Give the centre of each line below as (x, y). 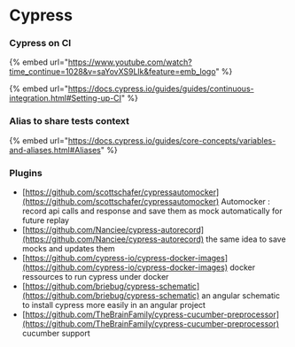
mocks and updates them (68, 249)
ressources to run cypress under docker (95, 277)
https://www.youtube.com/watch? (130, 62)
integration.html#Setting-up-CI (66, 98)
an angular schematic (241, 296)
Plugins (26, 173)
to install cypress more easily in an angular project (114, 305)
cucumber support (56, 334)
